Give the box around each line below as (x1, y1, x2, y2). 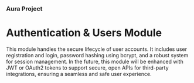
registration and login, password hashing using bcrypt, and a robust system (6, 51, 189, 58)
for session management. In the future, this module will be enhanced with (6, 58, 183, 65)
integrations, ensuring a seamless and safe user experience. (6, 70, 152, 77)
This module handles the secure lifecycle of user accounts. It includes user (6, 46, 188, 53)
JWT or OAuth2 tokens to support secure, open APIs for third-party (6, 64, 169, 71)
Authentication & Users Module (6, 26, 162, 40)
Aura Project (6, 5, 43, 13)
